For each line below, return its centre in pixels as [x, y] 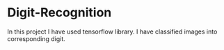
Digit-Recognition [59, 13]
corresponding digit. [37, 38]
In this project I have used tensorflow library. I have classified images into [112, 32]
